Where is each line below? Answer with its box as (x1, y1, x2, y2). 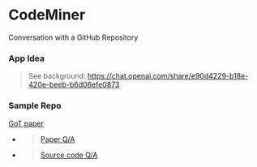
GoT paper (8, 118, 45, 128)
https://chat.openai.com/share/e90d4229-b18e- (88, 71, 249, 81)
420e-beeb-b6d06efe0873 (28, 79, 120, 90)
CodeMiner (8, 6, 86, 24)
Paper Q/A (40, 134, 75, 143)
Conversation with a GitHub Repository (8, 32, 139, 42)
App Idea (8, 53, 45, 64)
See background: (28, 71, 87, 81)
